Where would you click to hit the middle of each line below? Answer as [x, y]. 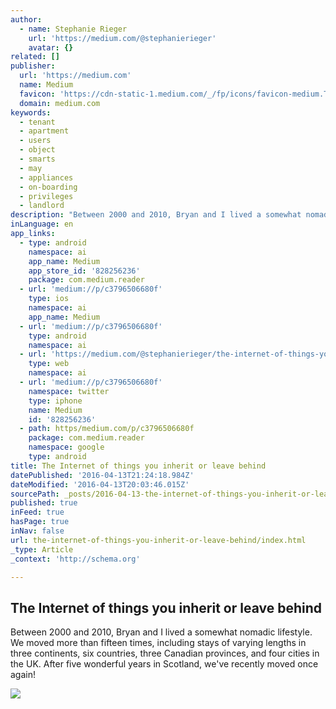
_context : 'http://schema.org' [75, 559]
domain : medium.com [60, 103]
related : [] [35, 57]
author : [26, 19]
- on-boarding [48, 187]
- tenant [37, 122]
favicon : [37, 94]
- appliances [46, 177]
